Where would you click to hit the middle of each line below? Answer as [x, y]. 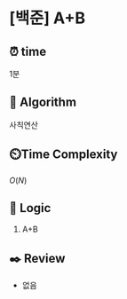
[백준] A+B [48, 18]
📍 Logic [30, 208]
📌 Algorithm [43, 102]
